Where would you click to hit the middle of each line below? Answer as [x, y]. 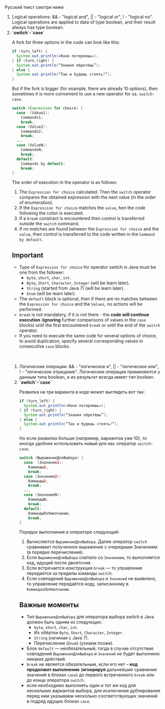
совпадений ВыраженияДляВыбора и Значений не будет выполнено [93, 654]
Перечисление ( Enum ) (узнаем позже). [74, 643]
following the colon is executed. [52, 213]
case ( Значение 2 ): [42, 476]
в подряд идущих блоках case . [59, 701]
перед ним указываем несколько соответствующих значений [92, 696]
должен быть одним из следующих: [64, 622]
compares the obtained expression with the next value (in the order [87, 197]
